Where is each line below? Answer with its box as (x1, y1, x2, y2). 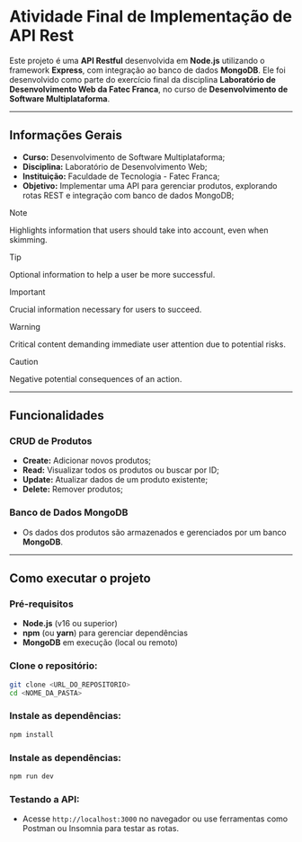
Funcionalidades (9, 408, 105, 423)
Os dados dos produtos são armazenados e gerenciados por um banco (22, 527, 287, 537)
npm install (9, 730, 54, 739)
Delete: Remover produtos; (22, 483, 123, 495)
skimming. (9, 234, 48, 244)
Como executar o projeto (9, 571, 151, 586)
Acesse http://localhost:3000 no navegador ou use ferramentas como (22, 813, 289, 824)
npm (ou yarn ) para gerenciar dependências (22, 627, 189, 639)
